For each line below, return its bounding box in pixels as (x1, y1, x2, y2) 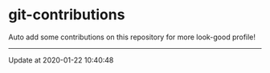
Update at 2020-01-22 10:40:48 (8, 55, 114, 65)
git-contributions (8, 6, 125, 24)
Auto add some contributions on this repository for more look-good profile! (8, 32, 256, 42)
